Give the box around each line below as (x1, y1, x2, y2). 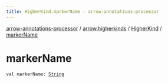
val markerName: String (6, 71, 65, 77)
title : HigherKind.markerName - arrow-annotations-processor (6, 8, 160, 15)
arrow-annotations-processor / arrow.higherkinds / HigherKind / (6, 25, 162, 32)
